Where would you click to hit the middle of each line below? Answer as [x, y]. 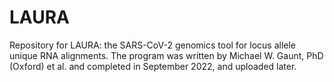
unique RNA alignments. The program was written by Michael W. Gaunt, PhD [166, 55]
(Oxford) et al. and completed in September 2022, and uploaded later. [153, 66]
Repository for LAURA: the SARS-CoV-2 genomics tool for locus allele [152, 45]
